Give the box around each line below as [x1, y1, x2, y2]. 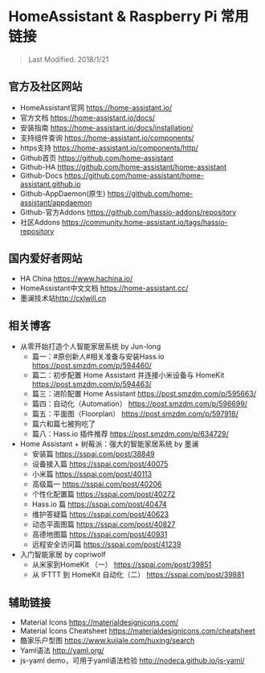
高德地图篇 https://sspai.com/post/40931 [31, 530, 168, 540]
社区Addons [19, 217, 60, 227]
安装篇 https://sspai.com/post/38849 [31, 449, 155, 459]
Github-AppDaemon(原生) [19, 188, 106, 198]
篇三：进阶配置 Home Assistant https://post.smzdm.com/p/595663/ [31, 389, 257, 399]
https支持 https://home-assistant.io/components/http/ [19, 142, 199, 153]
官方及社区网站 [8, 80, 83, 93]
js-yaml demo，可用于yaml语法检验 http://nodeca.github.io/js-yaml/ [19, 656, 245, 666]
